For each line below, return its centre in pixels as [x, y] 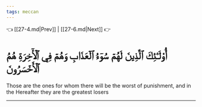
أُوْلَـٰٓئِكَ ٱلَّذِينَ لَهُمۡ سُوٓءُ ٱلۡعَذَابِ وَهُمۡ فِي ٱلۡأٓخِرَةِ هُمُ [87, 55]
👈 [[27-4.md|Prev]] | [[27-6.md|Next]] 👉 [59, 29]
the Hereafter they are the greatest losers [58, 92]
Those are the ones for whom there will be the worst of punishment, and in [99, 85]
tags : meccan [23, 12]
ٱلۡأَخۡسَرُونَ [23, 68]
